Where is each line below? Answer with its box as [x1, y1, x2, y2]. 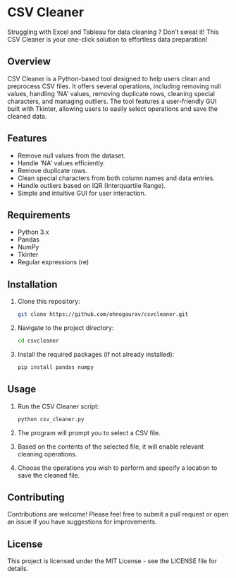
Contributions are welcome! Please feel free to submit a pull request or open [7, 510, 229, 519]
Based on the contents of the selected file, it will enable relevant [17, 442, 204, 451]
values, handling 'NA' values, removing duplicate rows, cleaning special [7, 89, 215, 98]
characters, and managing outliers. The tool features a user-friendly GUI [7, 97, 217, 105]
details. [7, 565, 29, 573]
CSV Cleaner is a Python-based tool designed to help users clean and [7, 74, 210, 83]
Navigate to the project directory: [17, 324, 114, 332]
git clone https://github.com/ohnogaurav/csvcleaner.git [17, 311, 189, 318]
